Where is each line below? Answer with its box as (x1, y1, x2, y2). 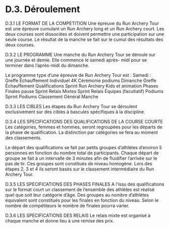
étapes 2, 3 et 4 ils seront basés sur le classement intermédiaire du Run (5, 166, 154, 172)
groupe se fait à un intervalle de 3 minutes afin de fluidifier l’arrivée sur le (5, 155, 157, 161)
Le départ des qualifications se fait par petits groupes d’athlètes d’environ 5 (5, 144, 162, 150)
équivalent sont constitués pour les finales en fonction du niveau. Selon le (5, 197, 159, 203)
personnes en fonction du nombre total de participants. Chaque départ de (5, 150, 159, 156)
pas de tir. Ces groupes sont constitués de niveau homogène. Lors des (5, 160, 152, 166)
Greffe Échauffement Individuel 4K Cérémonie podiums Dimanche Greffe (5, 77, 157, 83)
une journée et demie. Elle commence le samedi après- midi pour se (5, 57, 147, 63)
